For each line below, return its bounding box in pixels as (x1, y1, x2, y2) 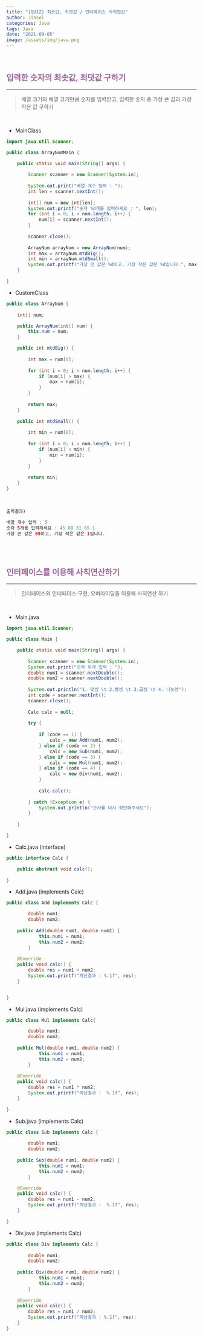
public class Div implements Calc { (6, 1241, 98, 1247)
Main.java (14, 613, 39, 621)
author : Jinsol (6, 15, 45, 21)
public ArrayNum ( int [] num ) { (17, 323, 94, 329)
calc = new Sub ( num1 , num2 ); (49, 748, 123, 754)
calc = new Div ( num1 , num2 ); (49, 771, 123, 777)
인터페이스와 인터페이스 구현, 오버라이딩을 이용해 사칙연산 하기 (21, 590, 169, 597)
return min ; (28, 474, 59, 481)
